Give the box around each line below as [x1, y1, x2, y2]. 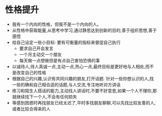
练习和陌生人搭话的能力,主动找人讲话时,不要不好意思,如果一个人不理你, [12, 87, 153, 93]
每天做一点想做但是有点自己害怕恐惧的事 [19, 58, 100, 63]
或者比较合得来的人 [12, 106, 51, 112]
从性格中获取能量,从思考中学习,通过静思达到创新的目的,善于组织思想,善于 [12, 27, 157, 33]
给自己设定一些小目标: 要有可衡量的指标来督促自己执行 [12, 39, 121, 45]
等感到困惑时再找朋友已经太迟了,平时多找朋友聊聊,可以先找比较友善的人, [12, 100, 156, 105]
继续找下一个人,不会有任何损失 [16, 94, 77, 100]
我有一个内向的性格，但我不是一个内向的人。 [12, 21, 102, 27]
